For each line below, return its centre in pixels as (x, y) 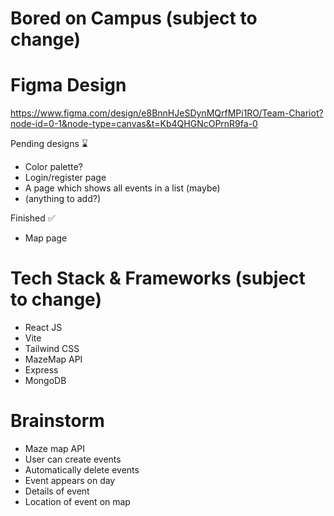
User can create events (73, 459)
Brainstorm (57, 421)
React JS (43, 328)
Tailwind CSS (52, 349)
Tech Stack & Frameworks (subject (158, 278)
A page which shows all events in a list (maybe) (122, 188)
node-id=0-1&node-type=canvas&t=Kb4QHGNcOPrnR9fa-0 (134, 124)
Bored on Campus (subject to (134, 18)
